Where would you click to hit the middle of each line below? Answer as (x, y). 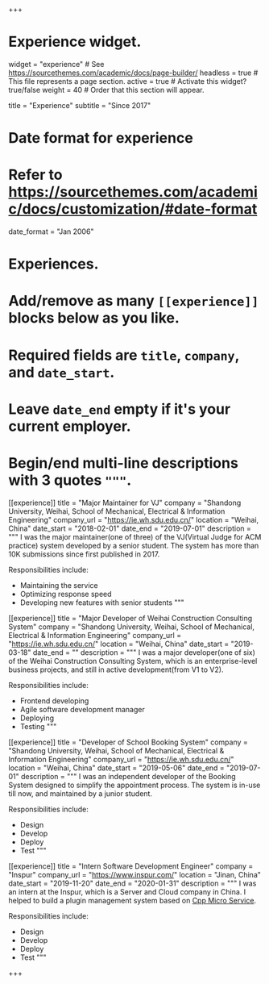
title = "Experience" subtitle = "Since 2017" (80, 105)
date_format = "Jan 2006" (51, 231)
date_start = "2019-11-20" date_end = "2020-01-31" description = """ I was (132, 883)
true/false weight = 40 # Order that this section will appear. (106, 90)
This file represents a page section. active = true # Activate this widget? (128, 81)
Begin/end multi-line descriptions (124, 463)
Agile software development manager (82, 709)
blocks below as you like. (94, 318)
